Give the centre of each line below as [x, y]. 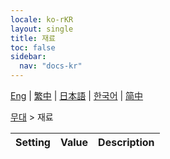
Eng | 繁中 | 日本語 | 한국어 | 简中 [77, 95]
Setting [33, 142]
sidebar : [28, 57]
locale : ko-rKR [42, 19]
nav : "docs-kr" [51, 66]
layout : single [42, 29]
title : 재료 [33, 38]
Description [126, 142]
